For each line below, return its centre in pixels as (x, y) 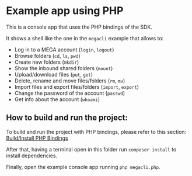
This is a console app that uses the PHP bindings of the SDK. (79, 27)
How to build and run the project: (67, 118)
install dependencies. (32, 156)
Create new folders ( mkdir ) (47, 62)
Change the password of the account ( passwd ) (70, 93)
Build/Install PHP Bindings (37, 138)
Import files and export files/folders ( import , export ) (76, 87)
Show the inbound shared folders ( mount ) (64, 68)
